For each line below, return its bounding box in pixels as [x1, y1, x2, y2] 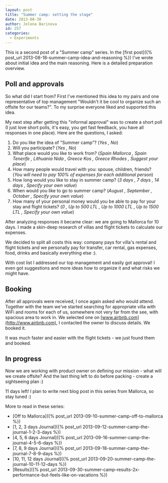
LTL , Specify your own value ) [12, 209, 74, 215]
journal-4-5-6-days [12, 440, 54, 446]
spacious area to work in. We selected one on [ [5, 314, 103, 320]
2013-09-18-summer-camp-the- [82, 445, 150, 451]
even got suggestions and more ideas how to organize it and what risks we [5, 265, 160, 271]
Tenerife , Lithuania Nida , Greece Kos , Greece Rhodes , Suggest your [12, 155, 158, 162]
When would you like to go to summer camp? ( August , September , [12, 187, 152, 194]
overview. [5, 65, 25, 71]
